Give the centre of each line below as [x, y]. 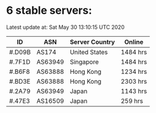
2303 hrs [134, 81]
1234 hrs [134, 72]
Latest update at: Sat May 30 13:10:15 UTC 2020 [65, 27]
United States [89, 52]
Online [134, 41]
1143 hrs [134, 91]
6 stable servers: [49, 11]
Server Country [92, 41]
